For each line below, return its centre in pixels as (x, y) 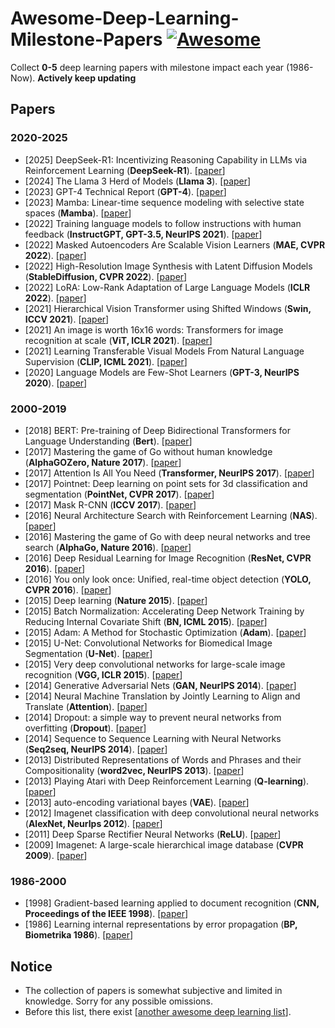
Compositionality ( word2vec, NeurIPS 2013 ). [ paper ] (134, 770)
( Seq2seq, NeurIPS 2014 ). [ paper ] (96, 749)
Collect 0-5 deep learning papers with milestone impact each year (147, 67)
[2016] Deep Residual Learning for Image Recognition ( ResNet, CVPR (168, 558)
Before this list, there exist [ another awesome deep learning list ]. (158, 1012)
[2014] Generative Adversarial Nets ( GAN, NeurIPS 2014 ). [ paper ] (160, 685)
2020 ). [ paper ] (56, 383)
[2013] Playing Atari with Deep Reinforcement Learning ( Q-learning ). (167, 781)
